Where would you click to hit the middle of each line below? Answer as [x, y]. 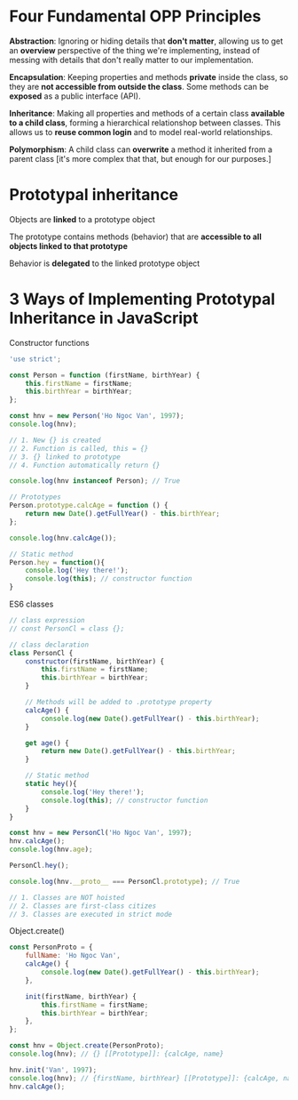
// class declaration [49, 645]
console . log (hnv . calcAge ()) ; [63, 538]
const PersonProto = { [51, 947]
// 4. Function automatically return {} [85, 465]
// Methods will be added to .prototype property [119, 703]
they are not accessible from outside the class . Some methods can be [139, 86]
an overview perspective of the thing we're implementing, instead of [134, 50]
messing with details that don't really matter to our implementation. [132, 60]
